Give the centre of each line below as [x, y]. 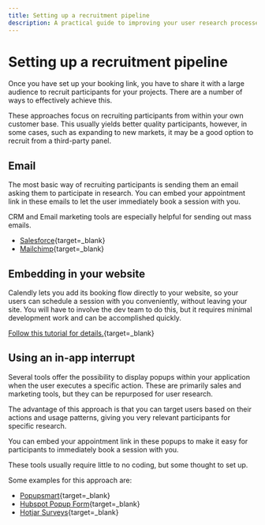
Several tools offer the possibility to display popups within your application [129, 377]
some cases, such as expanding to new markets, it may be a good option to [131, 133]
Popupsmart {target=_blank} [65, 495]
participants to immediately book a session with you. [93, 449]
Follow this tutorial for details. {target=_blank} [82, 333]
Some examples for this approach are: [70, 480]
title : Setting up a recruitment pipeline [79, 15]
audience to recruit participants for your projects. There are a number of [125, 92]
